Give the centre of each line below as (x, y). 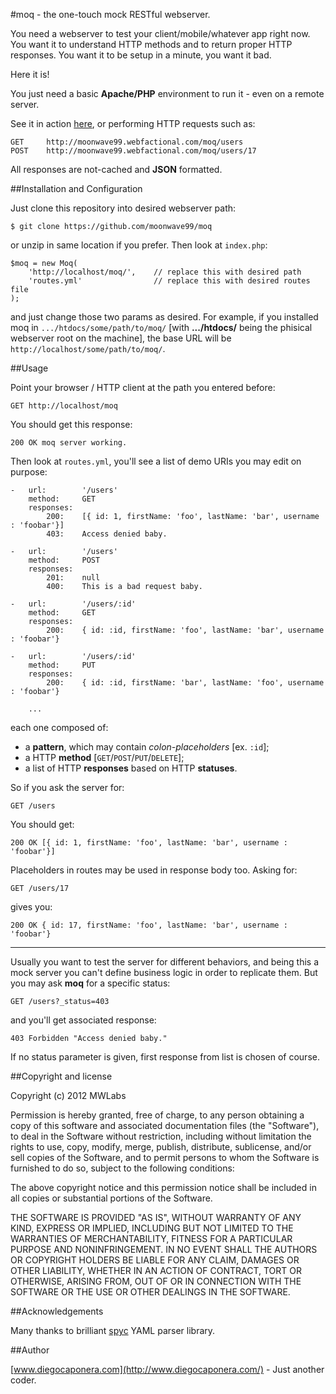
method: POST (64, 560)
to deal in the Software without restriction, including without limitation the (161, 1136)
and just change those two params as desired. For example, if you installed (164, 317)
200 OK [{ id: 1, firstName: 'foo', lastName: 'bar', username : (149, 843)
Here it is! (30, 74)
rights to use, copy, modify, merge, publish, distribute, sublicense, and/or (161, 1147)
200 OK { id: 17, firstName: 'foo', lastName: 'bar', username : (149, 925)
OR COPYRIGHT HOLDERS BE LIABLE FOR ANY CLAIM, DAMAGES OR (155, 1260)
